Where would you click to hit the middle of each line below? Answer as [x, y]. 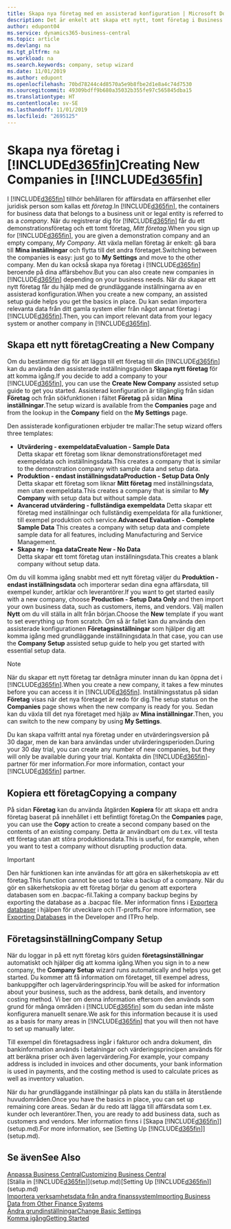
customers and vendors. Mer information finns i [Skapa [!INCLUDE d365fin [112, 1121]
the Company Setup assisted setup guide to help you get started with [106, 643]
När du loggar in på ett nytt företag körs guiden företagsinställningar [106, 955]
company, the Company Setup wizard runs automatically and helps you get [114, 970]
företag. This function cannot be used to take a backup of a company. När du [115, 881]
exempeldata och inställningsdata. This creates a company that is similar [119, 461]
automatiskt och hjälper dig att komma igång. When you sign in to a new [108, 962]
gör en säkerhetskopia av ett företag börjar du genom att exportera [102, 888]
